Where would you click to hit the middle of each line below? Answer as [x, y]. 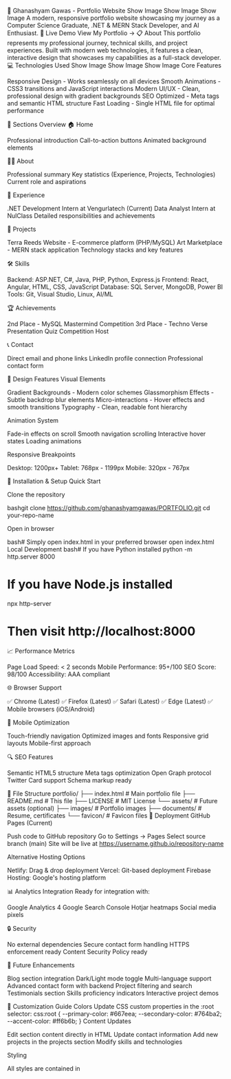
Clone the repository [36, 494]
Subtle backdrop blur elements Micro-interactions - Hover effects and [106, 400]
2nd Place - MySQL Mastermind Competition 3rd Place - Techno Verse [108, 324]
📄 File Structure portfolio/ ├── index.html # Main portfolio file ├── [101, 794]
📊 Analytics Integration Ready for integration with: [78, 891]
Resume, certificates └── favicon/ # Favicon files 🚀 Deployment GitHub [109, 815]
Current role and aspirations [47, 182]
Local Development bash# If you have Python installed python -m [100, 549]
